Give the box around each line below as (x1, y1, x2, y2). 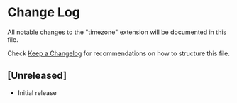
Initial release (17, 88, 57, 97)
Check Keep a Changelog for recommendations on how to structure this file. (7, 49, 231, 58)
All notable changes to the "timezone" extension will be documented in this (7, 28, 227, 36)
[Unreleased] (7, 70, 67, 82)
